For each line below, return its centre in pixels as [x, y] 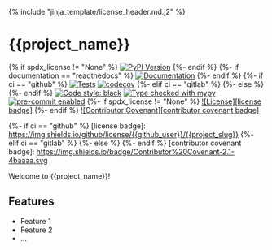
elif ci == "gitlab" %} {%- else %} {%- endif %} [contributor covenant [125, 143]
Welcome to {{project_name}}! [59, 176]
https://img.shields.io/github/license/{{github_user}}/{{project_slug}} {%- [131, 134]
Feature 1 [35, 221]
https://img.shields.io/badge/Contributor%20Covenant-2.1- [135, 151]
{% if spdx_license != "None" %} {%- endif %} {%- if [124, 67]
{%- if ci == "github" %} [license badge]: [77, 126]
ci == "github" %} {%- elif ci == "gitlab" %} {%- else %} [136, 84]
